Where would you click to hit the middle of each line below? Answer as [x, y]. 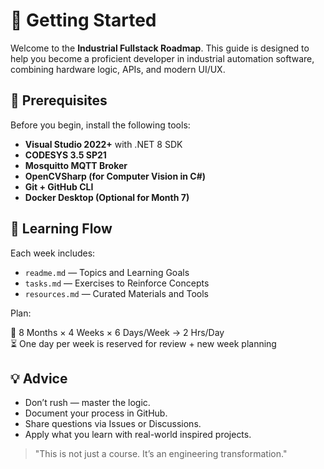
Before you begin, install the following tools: [100, 125]
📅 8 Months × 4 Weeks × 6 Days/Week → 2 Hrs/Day [117, 332]
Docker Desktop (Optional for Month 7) [107, 197]
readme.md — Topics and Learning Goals [107, 272]
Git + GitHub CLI [59, 186]
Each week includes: [53, 253]
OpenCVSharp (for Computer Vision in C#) [115, 176]
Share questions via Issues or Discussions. [113, 424]
